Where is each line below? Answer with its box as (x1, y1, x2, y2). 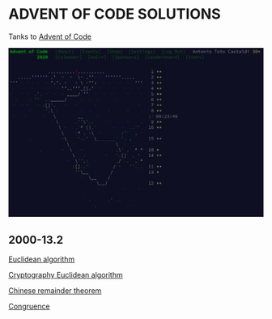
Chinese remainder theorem (8, 285, 102, 296)
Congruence (8, 301, 50, 311)
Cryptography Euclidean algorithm (8, 270, 123, 279)
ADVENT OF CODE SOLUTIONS (8, 5, 221, 23)
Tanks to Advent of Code (8, 32, 91, 41)
